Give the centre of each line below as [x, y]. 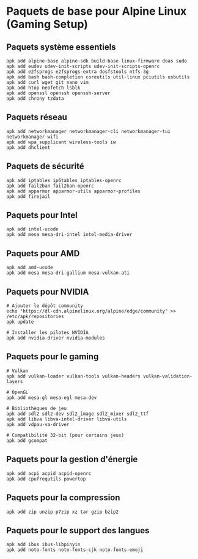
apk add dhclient [28, 147]
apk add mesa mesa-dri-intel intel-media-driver [69, 235]
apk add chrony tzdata [35, 99]
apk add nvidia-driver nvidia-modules [56, 338]
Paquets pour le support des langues [78, 530]
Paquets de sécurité [45, 166]
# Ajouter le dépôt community [45, 306]
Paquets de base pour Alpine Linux [97, 11]
